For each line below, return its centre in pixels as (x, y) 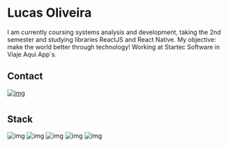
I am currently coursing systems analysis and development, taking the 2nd (114, 32)
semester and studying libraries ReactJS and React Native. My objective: (112, 39)
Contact (25, 76)
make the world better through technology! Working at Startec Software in (114, 47)
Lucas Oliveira (50, 13)
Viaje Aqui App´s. (32, 54)
